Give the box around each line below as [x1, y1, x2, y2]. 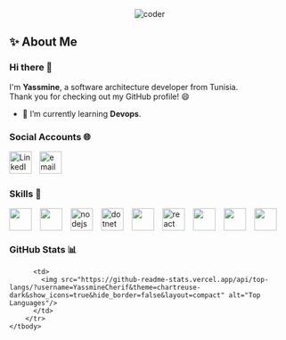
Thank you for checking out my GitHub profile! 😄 [9, 91, 190, 102]
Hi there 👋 [9, 62, 53, 74]
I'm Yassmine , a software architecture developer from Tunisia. [9, 81, 239, 92]
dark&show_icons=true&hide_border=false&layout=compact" [9, 290, 225, 300]
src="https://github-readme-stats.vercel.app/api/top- [61, 275, 269, 284]
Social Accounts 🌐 [9, 130, 92, 143]
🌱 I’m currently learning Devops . [21, 108, 142, 119]
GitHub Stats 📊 [9, 244, 78, 256]
